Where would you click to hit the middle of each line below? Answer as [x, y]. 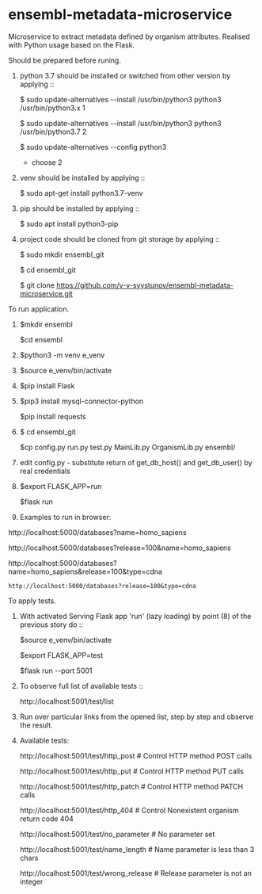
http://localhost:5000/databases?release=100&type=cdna [102, 586]
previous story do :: [51, 625]
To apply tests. [32, 601]
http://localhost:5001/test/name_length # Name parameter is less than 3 [137, 849]
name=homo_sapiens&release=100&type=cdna [85, 571]
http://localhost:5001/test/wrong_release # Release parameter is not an [135, 873]
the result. [36, 725]
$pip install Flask [47, 385]
